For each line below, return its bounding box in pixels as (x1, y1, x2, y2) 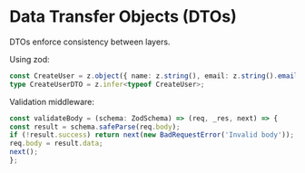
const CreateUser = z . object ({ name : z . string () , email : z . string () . (9, 71, 279, 81)
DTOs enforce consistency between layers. (9, 36, 171, 47)
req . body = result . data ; (9, 139, 103, 149)
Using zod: (9, 53, 50, 64)
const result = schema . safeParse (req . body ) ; (9, 122, 181, 131)
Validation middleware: (9, 96, 95, 107)
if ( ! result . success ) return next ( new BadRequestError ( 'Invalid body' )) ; (9, 130, 295, 139)
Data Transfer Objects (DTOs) (9, 6, 238, 27)
